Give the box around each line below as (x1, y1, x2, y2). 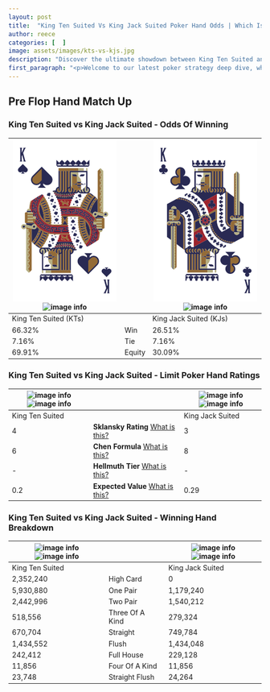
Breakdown (8, 522, 54, 533)
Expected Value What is (92, 481, 174, 491)
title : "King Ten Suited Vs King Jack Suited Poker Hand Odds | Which (8, 21, 253, 30)
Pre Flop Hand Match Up (8, 95, 133, 109)
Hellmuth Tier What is (92, 462, 167, 471)
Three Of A (108, 608, 145, 618)
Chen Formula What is (92, 441, 169, 451)
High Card (108, 574, 142, 584)
